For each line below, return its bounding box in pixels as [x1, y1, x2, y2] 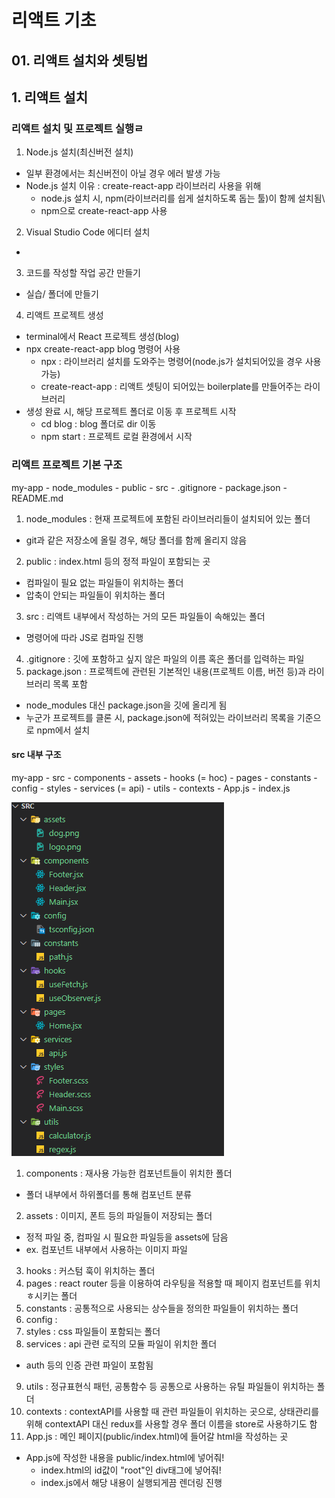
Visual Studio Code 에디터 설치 [25, 226, 151, 238]
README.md [11, 492, 64, 504]
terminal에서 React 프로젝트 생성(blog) [25, 331, 180, 343]
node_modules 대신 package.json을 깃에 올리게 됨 [25, 699, 228, 711]
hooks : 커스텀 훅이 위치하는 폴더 [25, 1264, 156, 1276]
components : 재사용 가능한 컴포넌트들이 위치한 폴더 [25, 1167, 233, 1179]
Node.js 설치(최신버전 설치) [25, 146, 134, 158]
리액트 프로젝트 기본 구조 [11, 458, 123, 472]
